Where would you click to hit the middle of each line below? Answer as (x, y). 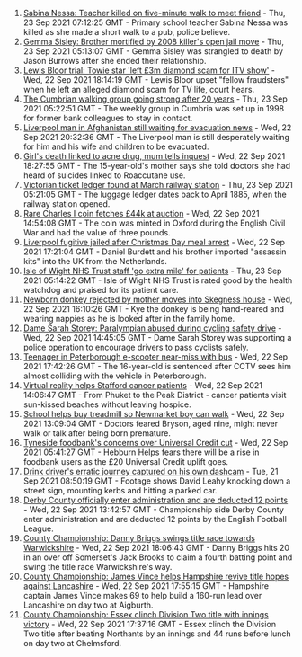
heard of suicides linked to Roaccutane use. (104, 175)
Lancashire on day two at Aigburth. (88, 605)
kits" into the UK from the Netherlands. (95, 261)
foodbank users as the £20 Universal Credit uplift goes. (125, 462)
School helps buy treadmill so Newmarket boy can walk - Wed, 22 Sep (154, 414)
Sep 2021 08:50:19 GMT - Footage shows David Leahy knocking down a (157, 481)
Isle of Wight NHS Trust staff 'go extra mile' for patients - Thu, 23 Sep (152, 271)
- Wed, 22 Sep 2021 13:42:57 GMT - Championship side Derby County (153, 510)
